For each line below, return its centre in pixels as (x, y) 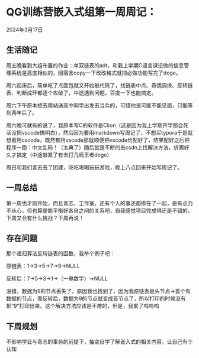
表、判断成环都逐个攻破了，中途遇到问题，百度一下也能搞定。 (81, 93)
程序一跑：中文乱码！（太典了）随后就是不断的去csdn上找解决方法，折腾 (95, 147)
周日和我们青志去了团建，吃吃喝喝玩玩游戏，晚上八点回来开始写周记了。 (94, 167)
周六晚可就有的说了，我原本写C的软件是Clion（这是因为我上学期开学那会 (95, 125)
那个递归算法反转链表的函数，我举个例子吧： (61, 253)
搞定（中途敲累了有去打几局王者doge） (64, 155)
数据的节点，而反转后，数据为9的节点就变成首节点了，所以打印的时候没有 (96, 298)
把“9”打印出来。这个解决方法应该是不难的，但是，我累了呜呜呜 (83, 306)
